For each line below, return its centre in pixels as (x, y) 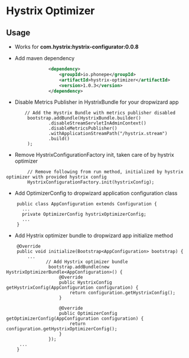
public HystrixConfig (85, 283)
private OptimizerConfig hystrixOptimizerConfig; (84, 214)
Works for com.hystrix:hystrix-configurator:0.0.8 (76, 47)
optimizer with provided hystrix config (57, 177)
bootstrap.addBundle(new (79, 267)
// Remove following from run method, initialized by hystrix (105, 172)
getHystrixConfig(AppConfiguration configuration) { (72, 288)
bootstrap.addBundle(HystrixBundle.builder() (84, 118)
